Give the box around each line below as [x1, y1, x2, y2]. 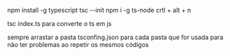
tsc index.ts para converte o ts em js [7, 20, 112, 27]
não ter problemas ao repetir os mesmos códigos [7, 41, 149, 48]
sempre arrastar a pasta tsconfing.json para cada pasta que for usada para [7, 33, 224, 41]
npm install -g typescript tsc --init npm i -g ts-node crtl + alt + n [7, 6, 192, 14]
